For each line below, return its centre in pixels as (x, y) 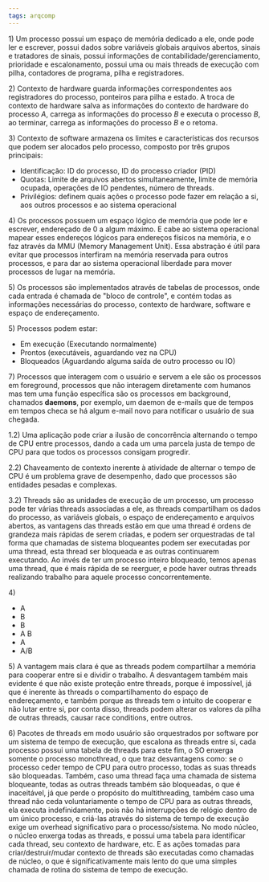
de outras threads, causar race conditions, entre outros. (101, 717)
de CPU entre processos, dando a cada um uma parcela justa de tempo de (132, 443)
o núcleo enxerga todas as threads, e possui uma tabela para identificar (127, 835)
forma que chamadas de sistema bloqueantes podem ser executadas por (129, 542)
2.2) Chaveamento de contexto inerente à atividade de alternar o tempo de (132, 468)
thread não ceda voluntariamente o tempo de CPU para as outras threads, (130, 801)
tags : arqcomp (32, 16)
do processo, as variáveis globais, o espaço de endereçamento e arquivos (131, 517)
